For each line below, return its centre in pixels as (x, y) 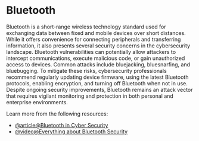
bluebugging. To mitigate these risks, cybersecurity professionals (86, 70)
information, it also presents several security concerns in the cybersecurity (98, 46)
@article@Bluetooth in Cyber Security (61, 125)
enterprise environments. (37, 102)
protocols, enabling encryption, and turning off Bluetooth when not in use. (97, 83)
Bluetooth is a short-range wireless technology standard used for (86, 27)
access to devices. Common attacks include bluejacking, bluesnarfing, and (98, 64)
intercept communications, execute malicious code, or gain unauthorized (96, 58)
